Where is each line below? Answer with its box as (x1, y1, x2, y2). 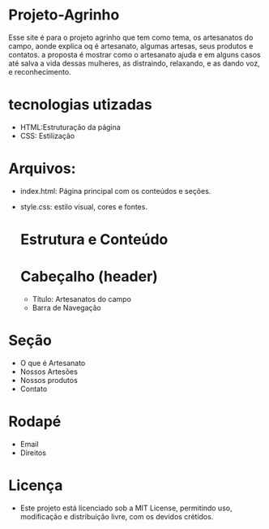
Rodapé (8, 412, 62, 431)
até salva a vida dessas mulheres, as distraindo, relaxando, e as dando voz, (8, 58, 261, 68)
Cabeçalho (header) (19, 268, 158, 286)
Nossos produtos (19, 375, 79, 385)
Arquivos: (8, 160, 76, 178)
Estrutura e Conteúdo (19, 230, 169, 248)
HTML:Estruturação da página (19, 122, 122, 131)
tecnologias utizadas (8, 96, 152, 114)
